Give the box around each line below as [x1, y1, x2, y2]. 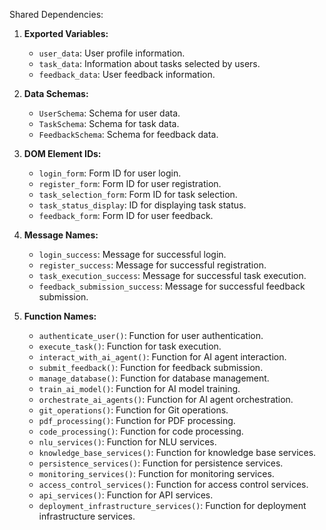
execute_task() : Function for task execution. [38, 340, 222, 352]
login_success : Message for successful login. [38, 249, 227, 260]
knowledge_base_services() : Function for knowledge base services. [38, 447, 317, 458]
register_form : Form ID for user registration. [38, 178, 222, 189]
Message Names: [23, 229, 99, 241]
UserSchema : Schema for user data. [38, 107, 181, 119]
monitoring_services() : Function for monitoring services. [38, 468, 275, 479]
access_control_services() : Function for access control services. [38, 479, 309, 490]
